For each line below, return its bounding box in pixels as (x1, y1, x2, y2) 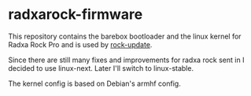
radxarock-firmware (8, 6, 143, 24)
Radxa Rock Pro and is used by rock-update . (8, 39, 153, 49)
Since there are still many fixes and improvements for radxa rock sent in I (8, 55, 245, 65)
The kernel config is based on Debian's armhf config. (8, 79, 181, 88)
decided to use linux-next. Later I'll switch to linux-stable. (8, 63, 194, 72)
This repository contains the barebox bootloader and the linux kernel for (8, 31, 242, 41)
